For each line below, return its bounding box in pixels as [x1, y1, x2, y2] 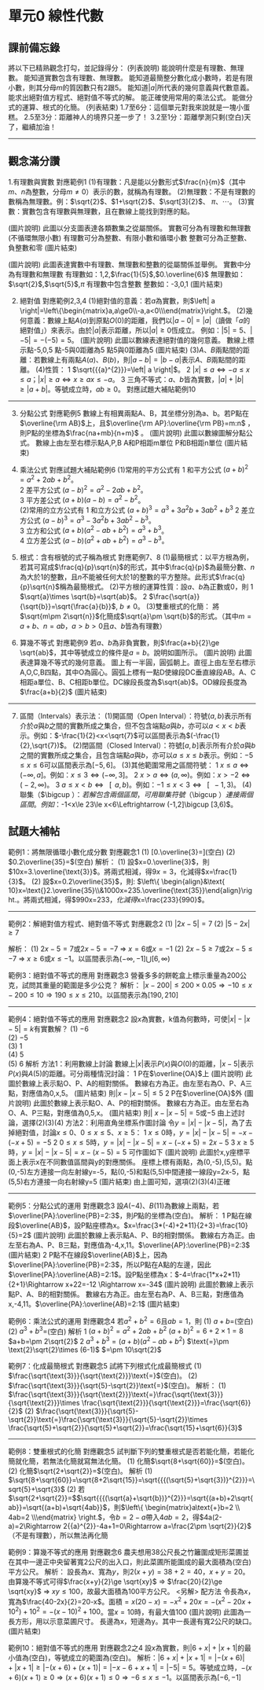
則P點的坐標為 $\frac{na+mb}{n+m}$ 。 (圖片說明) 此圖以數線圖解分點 [19, 428, 246, 437]
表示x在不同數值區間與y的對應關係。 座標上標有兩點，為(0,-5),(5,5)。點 [21, 1157, 253, 1166]
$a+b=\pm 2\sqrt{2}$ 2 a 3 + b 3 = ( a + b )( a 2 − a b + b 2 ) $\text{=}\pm [8, 1335, 229, 1346]
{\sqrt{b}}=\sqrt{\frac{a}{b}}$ [19, 602, 116, 612]
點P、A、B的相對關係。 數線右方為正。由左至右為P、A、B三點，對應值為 [8, 1289, 244, 1299]
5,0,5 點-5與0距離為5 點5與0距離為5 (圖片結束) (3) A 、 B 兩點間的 [36, 345, 244, 355]
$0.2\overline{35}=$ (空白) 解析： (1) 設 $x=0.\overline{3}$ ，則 [8, 857, 210, 866]
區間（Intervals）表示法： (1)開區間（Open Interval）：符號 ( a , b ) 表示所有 [19, 711, 252, 721]
